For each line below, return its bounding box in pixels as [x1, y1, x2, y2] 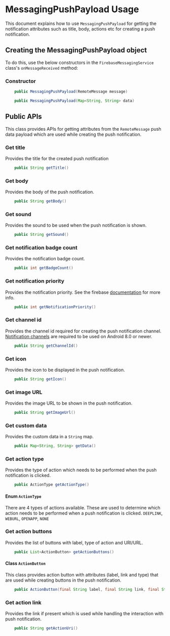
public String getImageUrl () [14, 410, 76, 415]
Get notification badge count [5, 244, 77, 251]
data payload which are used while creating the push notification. [5, 131, 142, 137]
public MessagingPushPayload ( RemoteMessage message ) [14, 89, 128, 95]
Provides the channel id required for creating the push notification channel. [5, 328, 162, 334]
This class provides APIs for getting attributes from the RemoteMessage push [5, 126, 162, 132]
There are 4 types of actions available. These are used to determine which [5, 504, 161, 510]
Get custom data [5, 422, 47, 429]
